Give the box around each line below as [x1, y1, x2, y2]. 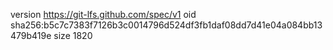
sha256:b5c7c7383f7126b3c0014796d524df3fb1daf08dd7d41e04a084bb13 [10, 19, 323, 31]
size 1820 [53, 30, 93, 41]
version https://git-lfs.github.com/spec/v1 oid [10, 9, 197, 20]
